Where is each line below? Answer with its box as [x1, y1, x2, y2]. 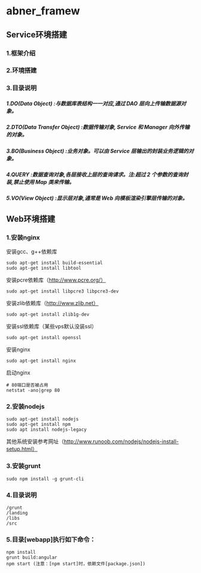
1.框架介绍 [6, 49, 36, 57]
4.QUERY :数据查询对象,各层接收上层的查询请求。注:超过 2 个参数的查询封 [6, 171, 188, 178]
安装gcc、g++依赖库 [6, 248, 57, 255]
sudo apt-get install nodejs [6, 416, 79, 422]
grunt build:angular [6, 554, 58, 560]
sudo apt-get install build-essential [6, 260, 103, 266]
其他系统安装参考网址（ [6, 438, 64, 445]
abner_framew [6, 4, 80, 18]
